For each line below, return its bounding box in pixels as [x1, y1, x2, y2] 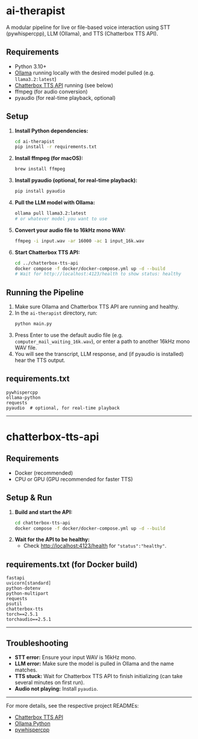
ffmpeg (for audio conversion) [14, 87, 88, 95]
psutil [6, 601, 22, 607]
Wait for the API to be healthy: [14, 536, 90, 543]
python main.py [14, 321, 52, 327]
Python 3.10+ [14, 63, 47, 70]
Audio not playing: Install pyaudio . [14, 685, 98, 692]
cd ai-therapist [14, 138, 55, 144]
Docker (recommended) [14, 469, 74, 477]
